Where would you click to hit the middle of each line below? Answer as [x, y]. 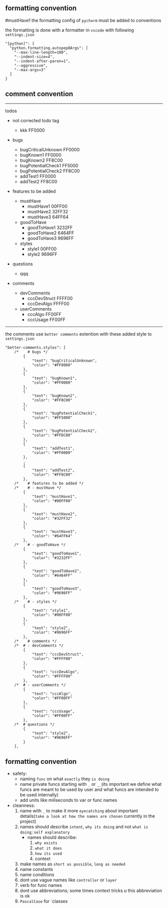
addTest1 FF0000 [38, 176]
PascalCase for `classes [44, 901]
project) [28, 821]
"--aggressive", [31, 65]
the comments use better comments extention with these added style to [78, 334]
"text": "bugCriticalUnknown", [64, 361]
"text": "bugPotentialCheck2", [64, 431]
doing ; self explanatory [45, 832]
